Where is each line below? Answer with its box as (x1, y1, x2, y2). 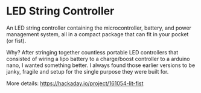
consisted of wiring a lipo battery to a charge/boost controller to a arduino (6, 55, 190, 62)
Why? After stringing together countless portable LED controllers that (6, 48, 179, 56)
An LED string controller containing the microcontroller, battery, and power (6, 24, 192, 31)
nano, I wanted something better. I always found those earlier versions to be (6, 62, 196, 69)
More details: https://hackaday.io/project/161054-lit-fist (6, 80, 144, 87)
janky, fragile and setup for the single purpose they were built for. (6, 68, 169, 75)
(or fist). (6, 37, 27, 44)
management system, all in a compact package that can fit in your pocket (6, 30, 189, 37)
